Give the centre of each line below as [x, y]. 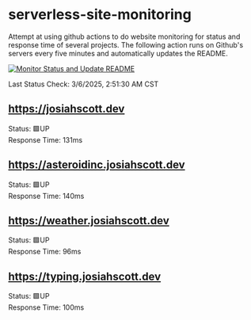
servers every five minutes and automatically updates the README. [118, 53]
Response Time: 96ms [45, 252]
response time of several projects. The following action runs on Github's [126, 44]
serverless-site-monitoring [100, 15]
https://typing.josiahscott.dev [85, 276]
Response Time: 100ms [46, 307]
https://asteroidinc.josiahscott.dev [97, 165]
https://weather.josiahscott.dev [89, 221]
